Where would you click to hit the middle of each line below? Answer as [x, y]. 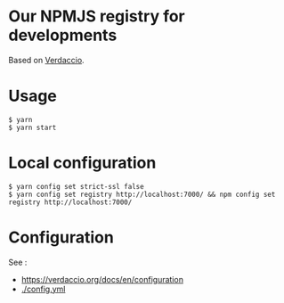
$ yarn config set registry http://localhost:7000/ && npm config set [142, 194]
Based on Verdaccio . [47, 60]
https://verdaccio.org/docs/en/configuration [102, 279]
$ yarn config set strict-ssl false [76, 186]
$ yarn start [32, 127]
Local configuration [82, 163]
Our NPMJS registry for [97, 16]
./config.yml [43, 289]
